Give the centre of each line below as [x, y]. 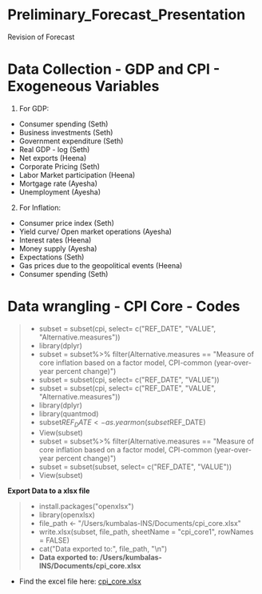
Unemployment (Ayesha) [60, 192]
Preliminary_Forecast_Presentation [127, 15]
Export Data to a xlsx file [49, 491]
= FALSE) [54, 540]
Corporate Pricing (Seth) [60, 167]
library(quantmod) [69, 413]
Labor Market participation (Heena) [77, 175]
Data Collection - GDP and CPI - [114, 69]
